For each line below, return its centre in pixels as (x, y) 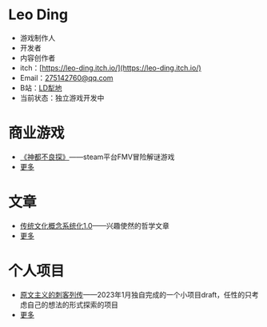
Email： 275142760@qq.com (66, 78)
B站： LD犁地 (41, 88)
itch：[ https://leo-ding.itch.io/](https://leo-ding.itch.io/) (110, 68)
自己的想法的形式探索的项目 (72, 305)
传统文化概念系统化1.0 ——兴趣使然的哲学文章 (95, 225)
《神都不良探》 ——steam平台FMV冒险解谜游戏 (97, 157)
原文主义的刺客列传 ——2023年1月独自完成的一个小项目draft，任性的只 (136, 294)
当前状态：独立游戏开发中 (62, 98)
